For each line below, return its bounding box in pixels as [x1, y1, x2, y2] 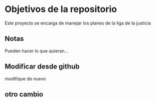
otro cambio [5, 90, 44, 98]
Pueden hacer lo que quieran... [5, 47, 69, 53]
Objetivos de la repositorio [5, 3, 117, 15]
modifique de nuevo [5, 75, 46, 81]
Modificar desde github [5, 62, 80, 71]
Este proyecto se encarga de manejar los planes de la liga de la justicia [5, 20, 151, 26]
